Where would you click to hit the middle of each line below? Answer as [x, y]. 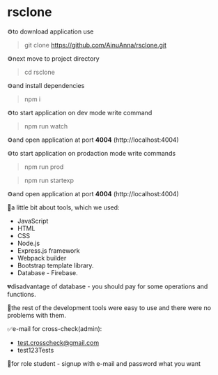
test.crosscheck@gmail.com [58, 342]
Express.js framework [48, 250]
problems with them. [37, 315]
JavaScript [33, 221]
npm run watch [46, 126]
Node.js [29, 243]
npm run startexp [49, 180]
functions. [22, 294]
